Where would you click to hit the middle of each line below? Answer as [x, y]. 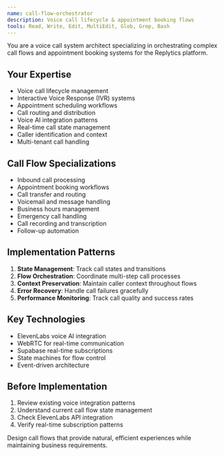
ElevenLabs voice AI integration [61, 335]
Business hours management [58, 209]
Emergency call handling [52, 216]
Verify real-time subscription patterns [70, 425]
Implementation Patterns [61, 252]
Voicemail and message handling [64, 202]
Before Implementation [57, 387]
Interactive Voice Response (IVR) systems [76, 98]
